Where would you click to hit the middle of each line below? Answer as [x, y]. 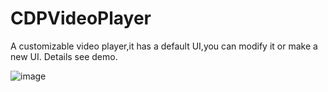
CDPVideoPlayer [81, 18]
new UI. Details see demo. [64, 56]
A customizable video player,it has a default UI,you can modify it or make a [164, 46]
